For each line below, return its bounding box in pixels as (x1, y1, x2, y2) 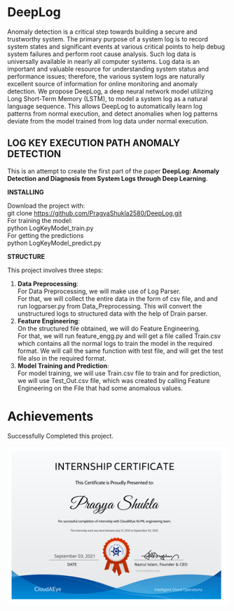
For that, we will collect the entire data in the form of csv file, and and (17, 294, 219, 302)
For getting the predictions (7, 231, 84, 239)
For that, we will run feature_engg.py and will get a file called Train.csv (17, 331, 221, 340)
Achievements (7, 408, 94, 424)
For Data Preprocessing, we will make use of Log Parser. (17, 287, 181, 295)
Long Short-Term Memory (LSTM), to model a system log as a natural (7, 94, 208, 102)
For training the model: (7, 216, 73, 224)
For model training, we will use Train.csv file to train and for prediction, (17, 369, 221, 377)
